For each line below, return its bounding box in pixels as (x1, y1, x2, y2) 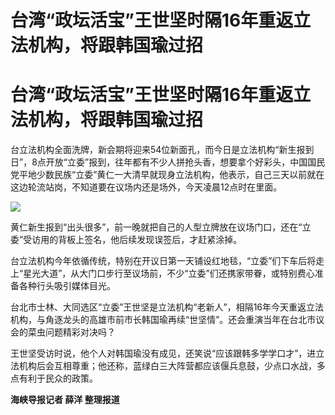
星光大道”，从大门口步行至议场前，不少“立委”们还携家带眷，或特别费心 (23, 267, 315, 280)
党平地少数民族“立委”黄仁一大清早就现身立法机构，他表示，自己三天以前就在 (10, 169, 325, 181)
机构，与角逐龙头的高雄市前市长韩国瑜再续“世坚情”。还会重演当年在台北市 (10, 314, 317, 326)
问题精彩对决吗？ (44, 326, 116, 338)
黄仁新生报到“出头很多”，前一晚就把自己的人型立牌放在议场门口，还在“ (10, 221, 303, 233)
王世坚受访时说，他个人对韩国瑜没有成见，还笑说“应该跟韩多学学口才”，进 (10, 347, 317, 360)
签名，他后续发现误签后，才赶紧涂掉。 (84, 234, 243, 246)
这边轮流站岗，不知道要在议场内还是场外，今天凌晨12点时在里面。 (10, 181, 283, 193)
